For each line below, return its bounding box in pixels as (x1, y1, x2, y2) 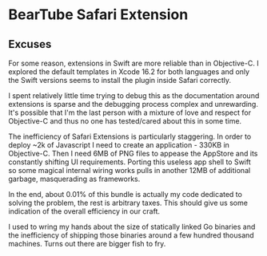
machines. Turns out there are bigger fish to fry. (8, 239, 166, 248)
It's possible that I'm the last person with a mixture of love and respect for (8, 108, 252, 117)
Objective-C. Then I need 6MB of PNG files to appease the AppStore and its (8, 149, 258, 158)
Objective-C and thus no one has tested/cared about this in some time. (8, 116, 242, 125)
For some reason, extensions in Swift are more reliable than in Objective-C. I (8, 58, 259, 68)
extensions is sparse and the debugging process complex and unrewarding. (8, 100, 258, 108)
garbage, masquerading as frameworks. (8, 174, 141, 183)
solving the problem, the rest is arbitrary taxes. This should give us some (8, 198, 248, 207)
